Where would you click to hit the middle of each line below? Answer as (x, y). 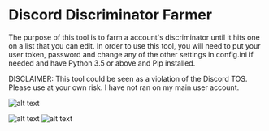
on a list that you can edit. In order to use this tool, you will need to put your (135, 45)
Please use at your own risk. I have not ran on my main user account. (124, 87)
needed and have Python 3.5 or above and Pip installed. (102, 63)
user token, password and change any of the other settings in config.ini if (131, 54)
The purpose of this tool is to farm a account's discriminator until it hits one (134, 37)
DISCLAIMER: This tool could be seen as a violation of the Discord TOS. (128, 78)
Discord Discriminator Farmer (111, 15)
